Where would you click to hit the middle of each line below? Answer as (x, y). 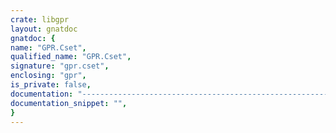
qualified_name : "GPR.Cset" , (71, 57)
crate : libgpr (40, 19)
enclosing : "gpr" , (48, 76)
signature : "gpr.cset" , (60, 66)
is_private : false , (51, 85)
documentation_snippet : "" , (69, 103)
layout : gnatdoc (44, 29)
